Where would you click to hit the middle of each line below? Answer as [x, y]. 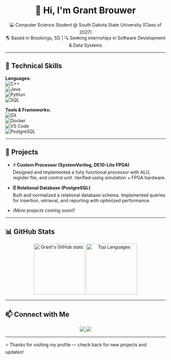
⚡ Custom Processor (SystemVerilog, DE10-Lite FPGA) [71, 164]
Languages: [18, 78]
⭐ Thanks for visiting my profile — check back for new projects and [76, 345]
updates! [15, 352]
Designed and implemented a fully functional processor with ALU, [81, 172]
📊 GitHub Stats [30, 231]
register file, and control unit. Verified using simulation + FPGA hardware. [89, 177]
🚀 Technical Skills [34, 66]
